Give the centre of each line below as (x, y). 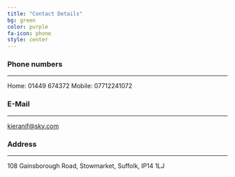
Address (22, 144)
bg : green (22, 20)
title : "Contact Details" (45, 14)
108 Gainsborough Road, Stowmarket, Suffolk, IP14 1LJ (86, 166)
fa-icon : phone (29, 33)
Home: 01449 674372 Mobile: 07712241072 (70, 86)
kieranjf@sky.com (33, 126)
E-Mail (19, 104)
